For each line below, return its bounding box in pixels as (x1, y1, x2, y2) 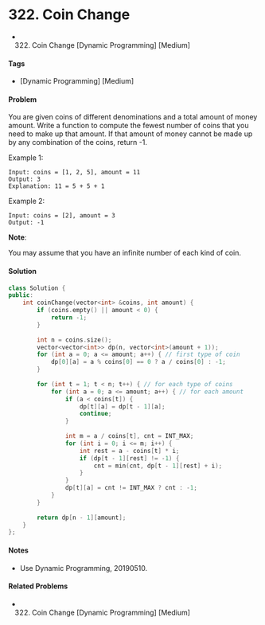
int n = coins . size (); (37, 336, 112, 344)
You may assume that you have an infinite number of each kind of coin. (8, 248, 241, 258)
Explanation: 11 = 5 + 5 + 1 (8, 182, 105, 190)
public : (8, 291, 34, 299)
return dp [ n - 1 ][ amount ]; (37, 514, 127, 521)
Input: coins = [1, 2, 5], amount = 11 (8, 169, 141, 177)
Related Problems (8, 581, 68, 591)
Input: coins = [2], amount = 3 (8, 212, 115, 220)
